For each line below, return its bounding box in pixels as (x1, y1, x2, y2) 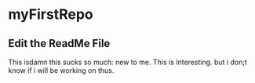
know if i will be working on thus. (8, 66, 115, 75)
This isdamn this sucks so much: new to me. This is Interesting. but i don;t (8, 57, 247, 67)
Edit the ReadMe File (8, 37, 111, 50)
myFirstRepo (8, 5, 93, 23)
